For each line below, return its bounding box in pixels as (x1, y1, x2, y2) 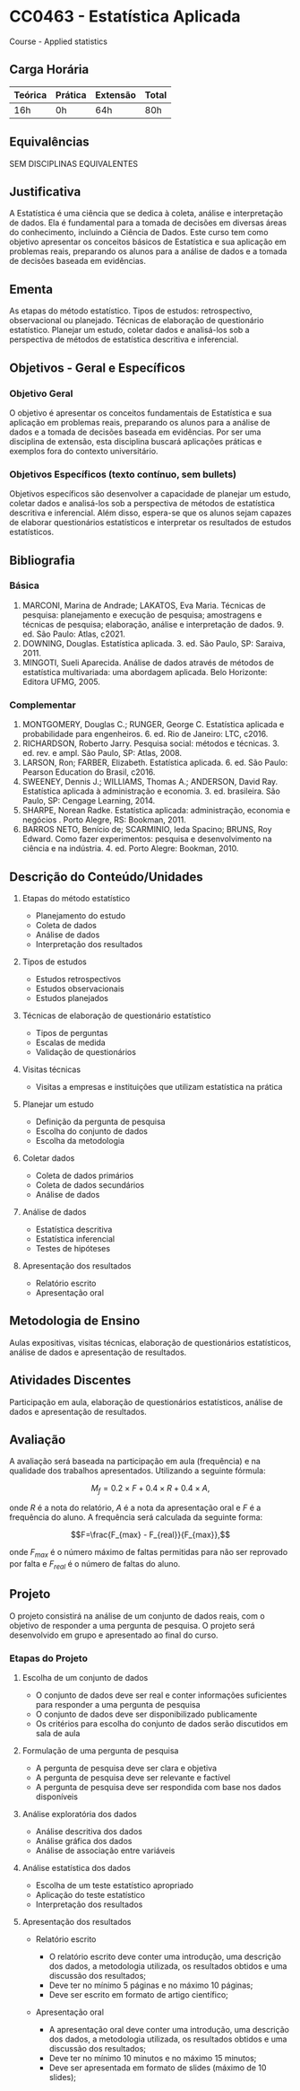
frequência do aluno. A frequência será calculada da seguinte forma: (9, 1512, 263, 1523)
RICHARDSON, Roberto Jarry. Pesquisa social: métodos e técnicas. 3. (21, 738, 280, 749)
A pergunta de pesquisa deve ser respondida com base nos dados (35, 1781, 282, 1792)
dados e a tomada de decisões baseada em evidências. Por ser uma (9, 426, 261, 437)
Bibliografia (9, 552, 76, 567)
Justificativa (9, 184, 81, 199)
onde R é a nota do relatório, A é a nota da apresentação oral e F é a (9, 1502, 261, 1514)
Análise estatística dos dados (21, 1862, 132, 1873)
